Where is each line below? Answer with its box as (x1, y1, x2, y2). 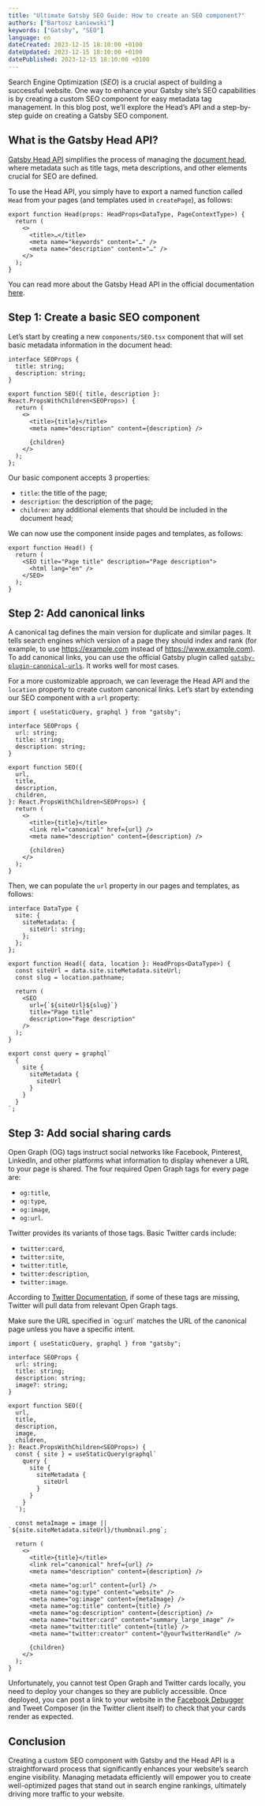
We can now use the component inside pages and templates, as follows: (8, 528, 243, 538)
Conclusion (8, 1734, 66, 1748)
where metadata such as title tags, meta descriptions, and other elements (8, 163, 248, 172)
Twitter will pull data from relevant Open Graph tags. (8, 1301, 178, 1310)
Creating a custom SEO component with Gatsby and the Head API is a (8, 1755, 235, 1765)
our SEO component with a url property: (8, 693, 140, 703)
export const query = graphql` (8, 1050, 111, 1058)
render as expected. (8, 1712, 74, 1722)
